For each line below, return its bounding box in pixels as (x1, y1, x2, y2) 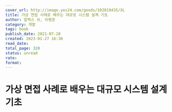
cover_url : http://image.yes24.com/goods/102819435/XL (5, 7, 125, 13)
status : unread (5, 50, 38, 55)
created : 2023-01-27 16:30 (5, 36, 63, 42)
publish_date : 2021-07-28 (5, 31, 61, 36)
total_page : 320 (5, 46, 40, 51)
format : (5, 60, 22, 65)
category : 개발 (5, 22, 36, 27)
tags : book (5, 27, 29, 32)
